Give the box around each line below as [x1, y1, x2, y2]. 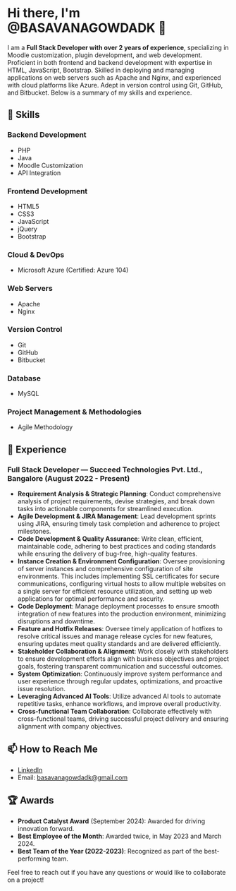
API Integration [17, 168, 61, 177]
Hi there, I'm [7, 5, 80, 21]
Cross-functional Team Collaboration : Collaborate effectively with [17, 707, 213, 716]
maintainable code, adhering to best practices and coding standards [17, 542, 216, 551]
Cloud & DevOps [7, 249, 65, 259]
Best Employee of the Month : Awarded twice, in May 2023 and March [17, 832, 222, 840]
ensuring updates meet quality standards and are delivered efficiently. [17, 640, 221, 648]
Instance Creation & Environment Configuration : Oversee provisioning [17, 557, 225, 566]
